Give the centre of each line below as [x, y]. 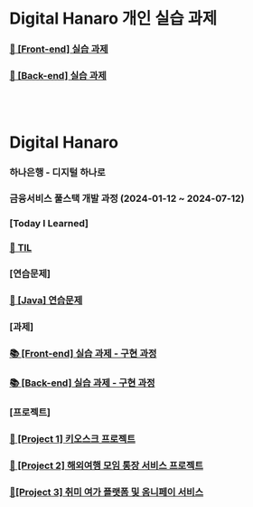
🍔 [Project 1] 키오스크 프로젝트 [72, 438]
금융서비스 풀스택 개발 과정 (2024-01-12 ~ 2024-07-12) [127, 198]
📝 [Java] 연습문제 [46, 301]
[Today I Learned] [49, 224]
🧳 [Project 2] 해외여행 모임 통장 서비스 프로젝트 [106, 465]
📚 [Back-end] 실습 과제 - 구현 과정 [82, 383]
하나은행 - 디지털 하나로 [57, 172]
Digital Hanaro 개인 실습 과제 [113, 19]
